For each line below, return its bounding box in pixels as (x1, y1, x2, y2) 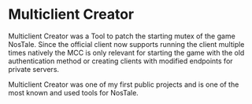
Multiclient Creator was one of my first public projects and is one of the (8, 80, 239, 89)
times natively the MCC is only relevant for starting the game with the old (8, 48, 245, 57)
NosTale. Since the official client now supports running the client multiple (8, 39, 245, 48)
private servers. (8, 64, 60, 74)
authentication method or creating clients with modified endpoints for (8, 56, 234, 66)
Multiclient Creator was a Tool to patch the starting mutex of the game (8, 31, 236, 41)
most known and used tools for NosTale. (8, 88, 139, 97)
